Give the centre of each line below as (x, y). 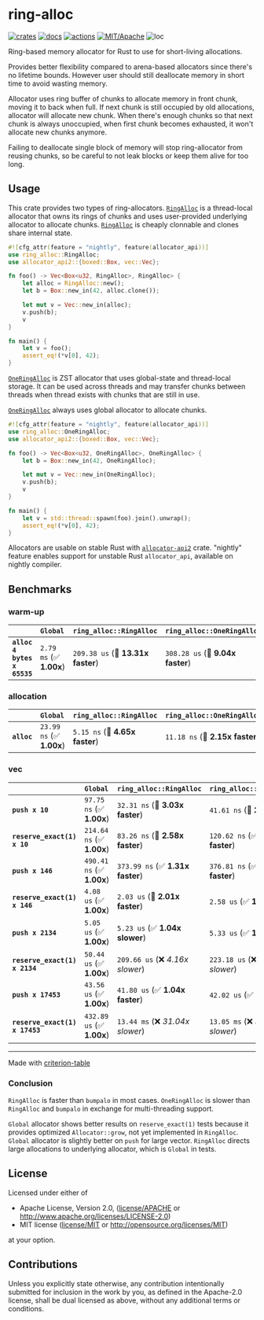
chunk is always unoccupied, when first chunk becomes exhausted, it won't (131, 124)
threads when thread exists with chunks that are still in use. (104, 395)
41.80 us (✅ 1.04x (151, 990)
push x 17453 (37, 994)
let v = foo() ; (47, 348)
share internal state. (40, 233)
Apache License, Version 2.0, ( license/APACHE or (100, 1208)
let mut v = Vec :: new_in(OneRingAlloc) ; (89, 475)
